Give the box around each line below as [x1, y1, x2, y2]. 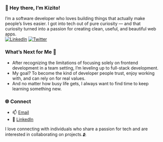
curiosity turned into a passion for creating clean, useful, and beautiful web [5, 26, 156, 32]
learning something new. [12, 86, 62, 92]
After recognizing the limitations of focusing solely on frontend [12, 60, 138, 66]
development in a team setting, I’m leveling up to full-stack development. [12, 65, 159, 71]
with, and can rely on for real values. [12, 75, 86, 81]
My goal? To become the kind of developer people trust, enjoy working [12, 70, 155, 76]
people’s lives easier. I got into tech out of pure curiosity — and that [5, 21, 141, 26]
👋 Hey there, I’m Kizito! [5, 4, 61, 11]
